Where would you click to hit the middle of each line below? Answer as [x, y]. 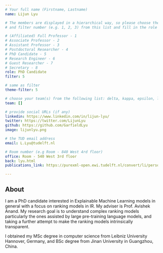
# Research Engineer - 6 [30, 59]
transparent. [17, 226]
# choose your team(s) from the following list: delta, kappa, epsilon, [80, 98]
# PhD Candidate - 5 [26, 54]
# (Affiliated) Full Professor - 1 [41, 36]
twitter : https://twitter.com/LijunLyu [45, 121]
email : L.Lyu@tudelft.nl [30, 143]
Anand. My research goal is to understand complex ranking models [72, 211]
